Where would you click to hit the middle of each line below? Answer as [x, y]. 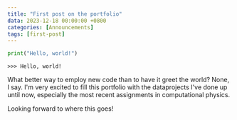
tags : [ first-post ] [36, 34]
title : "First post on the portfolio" [65, 14]
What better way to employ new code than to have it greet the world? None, [118, 80]
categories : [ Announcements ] [51, 27]
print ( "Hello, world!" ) [43, 54]
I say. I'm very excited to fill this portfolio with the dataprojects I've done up [117, 87]
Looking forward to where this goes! [60, 109]
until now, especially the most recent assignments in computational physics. [119, 95]
